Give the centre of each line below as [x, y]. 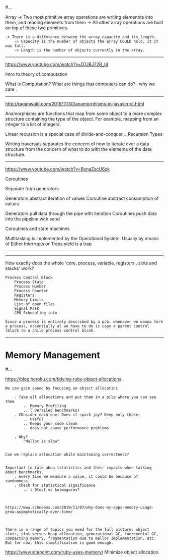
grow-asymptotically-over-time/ [39, 512]
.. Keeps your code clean [51, 423]
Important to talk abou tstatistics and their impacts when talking [78, 468]
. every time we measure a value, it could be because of [76, 476]
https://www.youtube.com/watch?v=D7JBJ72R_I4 [57, 64]
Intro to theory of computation [36, 74]
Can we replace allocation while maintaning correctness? [67, 454]
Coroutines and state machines [37, 229]
